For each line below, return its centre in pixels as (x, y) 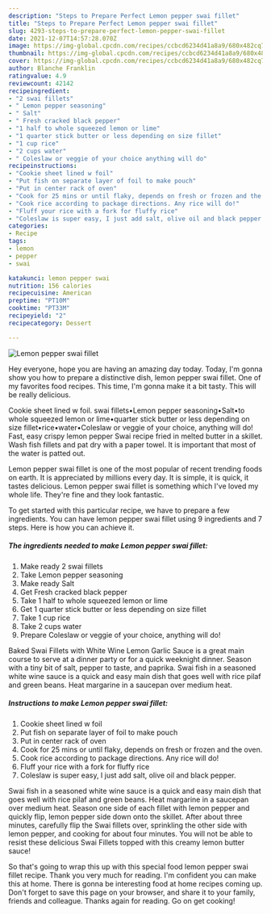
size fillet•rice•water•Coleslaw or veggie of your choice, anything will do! (131, 427)
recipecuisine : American (50, 293)
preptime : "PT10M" (39, 301)
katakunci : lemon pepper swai (59, 278)
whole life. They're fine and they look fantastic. (86, 494)
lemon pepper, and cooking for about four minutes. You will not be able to (131, 833)
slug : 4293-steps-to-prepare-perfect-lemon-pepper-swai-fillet (117, 31)
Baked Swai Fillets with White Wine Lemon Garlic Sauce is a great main (126, 650)
